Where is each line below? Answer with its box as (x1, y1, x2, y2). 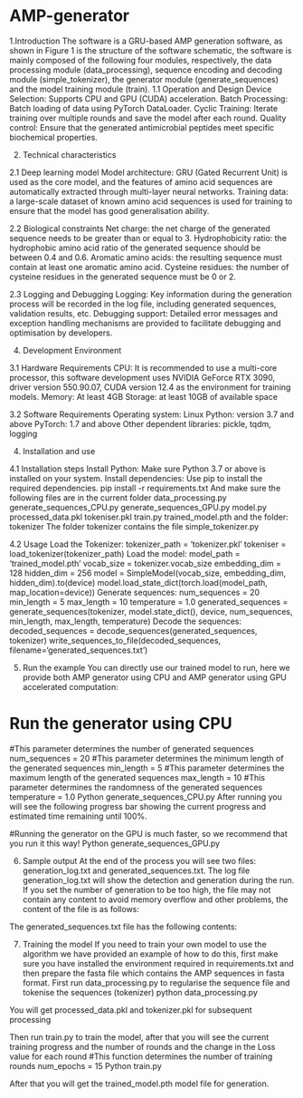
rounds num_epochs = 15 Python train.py (9, 1060, 163, 1071)
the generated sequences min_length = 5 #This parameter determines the (9, 763, 285, 773)
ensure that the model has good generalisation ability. (9, 205, 210, 216)
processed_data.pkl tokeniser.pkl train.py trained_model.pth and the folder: (9, 511, 289, 522)
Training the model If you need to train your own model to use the (22, 938, 267, 949)
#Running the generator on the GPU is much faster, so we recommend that (9, 828, 288, 839)
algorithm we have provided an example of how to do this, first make (22, 948, 279, 959)
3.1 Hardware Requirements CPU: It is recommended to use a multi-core (9, 362, 278, 373)
